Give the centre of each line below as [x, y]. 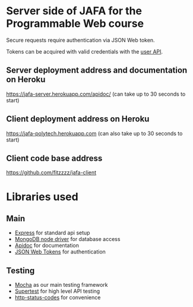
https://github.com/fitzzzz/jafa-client [51, 173]
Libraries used [42, 197]
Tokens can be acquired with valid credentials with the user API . [85, 51]
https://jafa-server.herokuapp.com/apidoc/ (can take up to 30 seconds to [96, 94]
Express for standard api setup [52, 233]
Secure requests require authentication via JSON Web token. [81, 40]
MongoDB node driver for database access [67, 239]
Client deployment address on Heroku [78, 119]
